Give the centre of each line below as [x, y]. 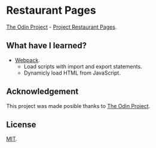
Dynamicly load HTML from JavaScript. [72, 73]
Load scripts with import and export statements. [83, 66]
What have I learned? [47, 46]
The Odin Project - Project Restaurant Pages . [62, 27]
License [21, 124]
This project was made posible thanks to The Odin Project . [78, 106]
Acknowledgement [42, 92]
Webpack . [27, 60]
